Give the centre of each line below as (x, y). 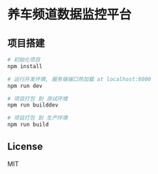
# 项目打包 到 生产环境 (38, 118)
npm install (25, 66)
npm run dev (25, 86)
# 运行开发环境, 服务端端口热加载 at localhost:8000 (79, 79)
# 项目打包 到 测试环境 (38, 99)
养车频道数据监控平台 (70, 15)
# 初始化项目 (24, 60)
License (25, 147)
